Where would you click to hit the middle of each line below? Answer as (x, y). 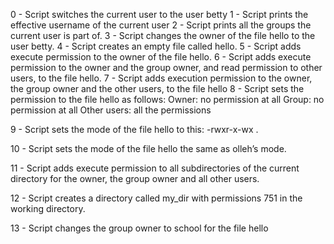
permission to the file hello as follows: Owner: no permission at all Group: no (167, 99)
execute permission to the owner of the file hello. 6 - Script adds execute (161, 57)
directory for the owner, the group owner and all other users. (135, 178)
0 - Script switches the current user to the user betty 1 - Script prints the (159, 14)
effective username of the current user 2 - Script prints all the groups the (161, 25)
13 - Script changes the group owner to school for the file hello (139, 228)
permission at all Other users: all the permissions (111, 110)
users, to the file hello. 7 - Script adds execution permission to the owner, (161, 78)
